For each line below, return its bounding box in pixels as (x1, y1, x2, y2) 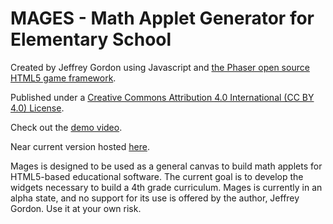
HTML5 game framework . (10, 72, 117, 84)
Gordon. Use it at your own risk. (10, 202, 142, 214)
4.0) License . (10, 102, 65, 114)
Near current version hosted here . (10, 140, 150, 152)
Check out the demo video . (10, 121, 123, 133)
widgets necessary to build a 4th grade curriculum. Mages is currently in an (10, 181, 323, 193)
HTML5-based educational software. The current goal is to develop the (10, 170, 304, 182)
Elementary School (10, 28, 172, 51)
